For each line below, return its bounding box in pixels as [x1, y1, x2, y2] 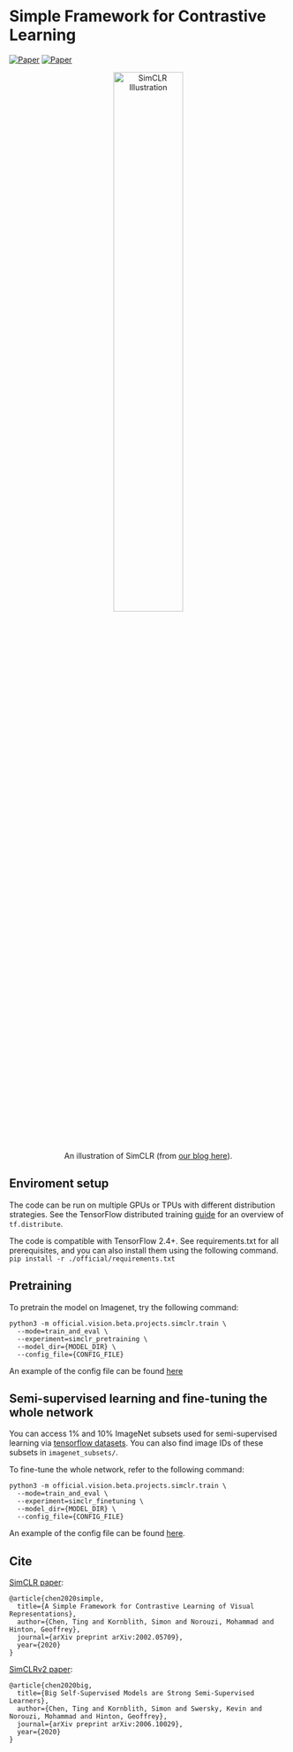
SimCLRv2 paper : [9, 1664, 73, 1675]
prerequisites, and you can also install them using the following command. [9, 1245, 279, 1255]
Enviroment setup [9, 1176, 109, 1192]
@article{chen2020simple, [9, 1594, 104, 1603]
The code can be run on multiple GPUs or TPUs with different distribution [9, 1200, 275, 1210]
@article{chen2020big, [9, 1681, 93, 1690]
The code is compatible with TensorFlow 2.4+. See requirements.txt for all [9, 1235, 280, 1246]
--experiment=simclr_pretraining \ [17, 1334, 148, 1343]
